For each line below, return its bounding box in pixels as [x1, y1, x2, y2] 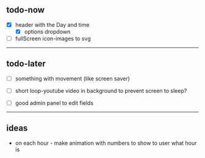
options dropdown [24, 27, 71, 35]
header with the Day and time [15, 21, 90, 28]
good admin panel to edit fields [15, 99, 93, 106]
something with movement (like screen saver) [15, 74, 130, 82]
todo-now [6, 5, 45, 15]
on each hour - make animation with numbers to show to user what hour [15, 139, 197, 146]
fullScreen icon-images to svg [15, 35, 92, 42]
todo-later [6, 59, 46, 69]
